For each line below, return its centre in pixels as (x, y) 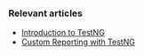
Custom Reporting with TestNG (78, 42)
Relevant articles (46, 13)
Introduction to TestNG (63, 33)
